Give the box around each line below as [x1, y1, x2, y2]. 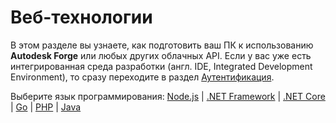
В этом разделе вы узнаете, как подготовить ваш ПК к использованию [10, 39, 314, 51]
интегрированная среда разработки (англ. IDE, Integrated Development [10, 60, 313, 72]
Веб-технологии [10, 6, 153, 29]
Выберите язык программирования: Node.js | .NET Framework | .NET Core [10, 90, 326, 102]
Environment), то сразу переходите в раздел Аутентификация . [10, 71, 275, 83]
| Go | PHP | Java [10, 101, 82, 113]
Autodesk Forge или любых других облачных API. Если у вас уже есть [10, 49, 312, 61]
